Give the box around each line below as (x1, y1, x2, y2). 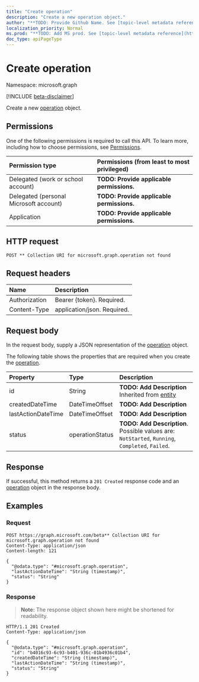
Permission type (9, 161, 57, 169)
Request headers (6, 268, 71, 278)
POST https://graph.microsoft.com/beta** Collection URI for (6, 532, 161, 538)
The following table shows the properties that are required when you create (6, 353, 191, 360)
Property (9, 373, 35, 382)
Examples (6, 501, 43, 511)
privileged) (97, 165, 129, 173)
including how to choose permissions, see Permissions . (6, 143, 142, 151)
